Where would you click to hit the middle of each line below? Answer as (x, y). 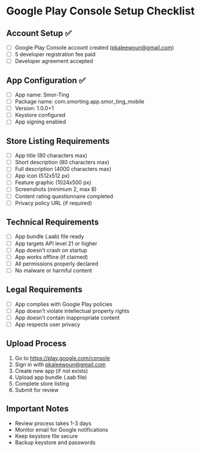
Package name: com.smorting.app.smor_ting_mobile (80, 102)
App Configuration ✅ (46, 80)
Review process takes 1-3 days (53, 423)
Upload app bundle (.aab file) (51, 377)
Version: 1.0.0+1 (34, 109)
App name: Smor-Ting (42, 95)
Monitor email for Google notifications (62, 429)
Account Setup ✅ (39, 33)
